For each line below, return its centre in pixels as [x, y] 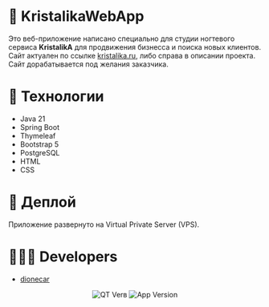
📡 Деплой [42, 202]
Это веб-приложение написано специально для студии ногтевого [122, 38]
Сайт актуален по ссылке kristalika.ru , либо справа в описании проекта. [132, 55]
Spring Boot [40, 127]
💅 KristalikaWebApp [76, 16]
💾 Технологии [56, 97]
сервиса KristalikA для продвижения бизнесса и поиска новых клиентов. [135, 46]
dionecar [35, 279]
